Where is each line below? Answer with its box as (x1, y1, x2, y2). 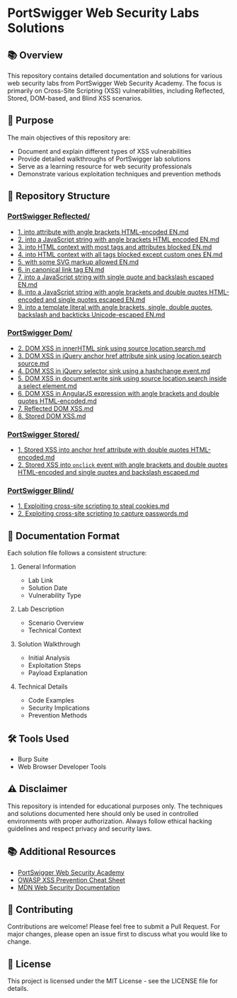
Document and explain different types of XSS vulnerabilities (17, 147, 192, 155)
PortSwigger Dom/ (7, 328, 73, 338)
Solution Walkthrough (17, 640, 81, 649)
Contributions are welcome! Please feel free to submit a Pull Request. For (7, 922, 221, 931)
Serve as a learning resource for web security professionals (17, 161, 192, 171)
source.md (17, 359, 50, 368)
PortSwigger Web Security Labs (7, 5, 200, 21)
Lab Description (17, 605, 64, 613)
